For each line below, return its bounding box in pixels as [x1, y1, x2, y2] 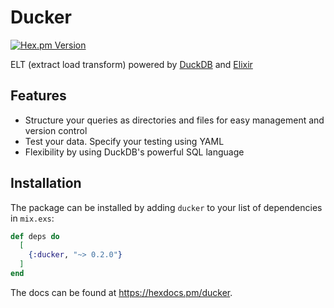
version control [24, 124, 88, 136]
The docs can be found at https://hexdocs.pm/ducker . [10, 286, 233, 298]
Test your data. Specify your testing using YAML [24, 135, 225, 147]
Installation [10, 175, 82, 192]
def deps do [10, 231, 60, 241]
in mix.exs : [10, 212, 55, 224]
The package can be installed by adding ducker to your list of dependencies [10, 201, 323, 213]
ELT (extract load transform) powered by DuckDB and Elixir [10, 58, 253, 70]
